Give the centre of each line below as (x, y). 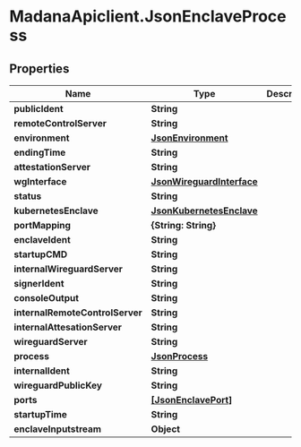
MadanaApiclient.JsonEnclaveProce (148, 17)
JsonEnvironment (189, 138)
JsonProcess (180, 356)
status (28, 196)
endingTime (40, 152)
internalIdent (42, 371)
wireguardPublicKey (58, 385)
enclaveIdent (43, 240)
